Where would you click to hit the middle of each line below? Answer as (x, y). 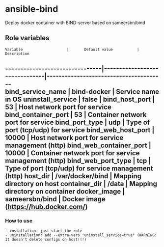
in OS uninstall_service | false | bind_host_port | (80, 99)
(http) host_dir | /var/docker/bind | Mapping (73, 176)
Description (17, 54)
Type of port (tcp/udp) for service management (79, 169)
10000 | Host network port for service (64, 138)
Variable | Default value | (72, 49)
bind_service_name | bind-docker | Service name (82, 92)
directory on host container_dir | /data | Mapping (81, 184)
